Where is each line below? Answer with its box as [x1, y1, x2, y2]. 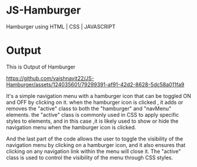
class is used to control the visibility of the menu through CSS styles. [6, 154, 173, 161]
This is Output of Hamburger [6, 63, 75, 70]
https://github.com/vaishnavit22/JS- [6, 74, 94, 81]
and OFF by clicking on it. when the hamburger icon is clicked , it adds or [6, 99, 183, 106]
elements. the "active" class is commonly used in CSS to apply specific [6, 111, 179, 118]
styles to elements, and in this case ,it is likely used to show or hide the [6, 117, 179, 125]
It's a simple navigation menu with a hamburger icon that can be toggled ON [6, 92, 192, 99]
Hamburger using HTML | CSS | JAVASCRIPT [6, 23, 116, 30]
